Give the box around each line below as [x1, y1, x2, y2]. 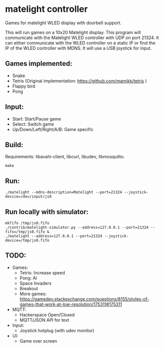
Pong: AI [19, 275, 37, 281]
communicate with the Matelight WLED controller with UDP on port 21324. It [5, 35, 159, 41]
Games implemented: [5, 59, 72, 68]
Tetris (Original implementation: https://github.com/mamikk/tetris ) [12, 78, 147, 84]
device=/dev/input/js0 [5, 194, 52, 199]
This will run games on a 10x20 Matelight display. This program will [5, 29, 141, 35]
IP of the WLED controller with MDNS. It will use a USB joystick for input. [5, 45, 152, 51]
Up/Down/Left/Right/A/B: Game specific [12, 126, 94, 132]
